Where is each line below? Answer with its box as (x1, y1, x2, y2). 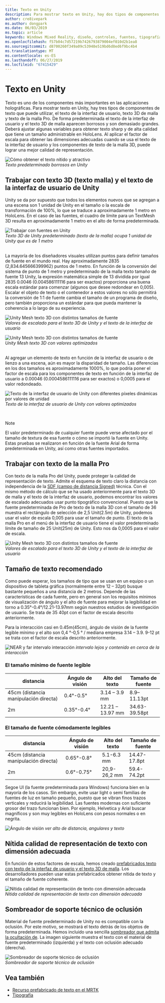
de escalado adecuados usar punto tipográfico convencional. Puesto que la (5, 499, 158, 505)
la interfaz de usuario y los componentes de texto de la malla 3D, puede (5, 142, 151, 148)
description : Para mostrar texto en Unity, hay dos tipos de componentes (5, 12, 160, 17)
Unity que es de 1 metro (5, 238, 53, 244)
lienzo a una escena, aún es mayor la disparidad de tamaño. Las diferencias (5, 360, 159, 366)
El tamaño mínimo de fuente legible (5, 662, 91, 669)
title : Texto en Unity (5, 7, 52, 12)
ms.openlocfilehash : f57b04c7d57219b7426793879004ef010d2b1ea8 (5, 39, 137, 44)
